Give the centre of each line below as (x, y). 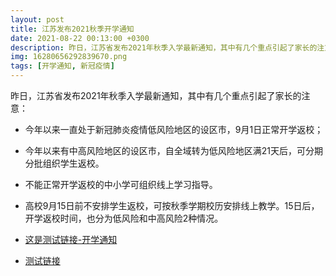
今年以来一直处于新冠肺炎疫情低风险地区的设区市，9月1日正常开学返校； (174, 129)
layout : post (37, 19)
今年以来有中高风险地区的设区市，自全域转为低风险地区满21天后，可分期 (174, 150)
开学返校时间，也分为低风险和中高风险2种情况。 (124, 218)
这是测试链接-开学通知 (71, 239)
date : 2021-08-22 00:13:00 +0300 (80, 38)
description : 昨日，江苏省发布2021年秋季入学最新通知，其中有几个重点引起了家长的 (164, 47)
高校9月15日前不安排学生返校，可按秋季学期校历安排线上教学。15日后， (172, 205)
